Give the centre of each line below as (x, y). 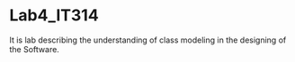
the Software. (35, 49)
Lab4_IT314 (54, 15)
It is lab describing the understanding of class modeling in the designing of (148, 40)
